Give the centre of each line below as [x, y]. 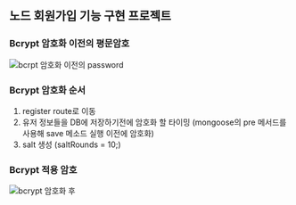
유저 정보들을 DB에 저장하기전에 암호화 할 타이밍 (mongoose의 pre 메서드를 [154, 122]
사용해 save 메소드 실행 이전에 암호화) [88, 133]
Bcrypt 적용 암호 [43, 169]
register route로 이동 [59, 111]
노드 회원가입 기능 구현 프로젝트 [90, 16]
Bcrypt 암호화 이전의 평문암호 [70, 44]
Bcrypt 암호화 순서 [48, 90]
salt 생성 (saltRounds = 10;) [72, 144]
